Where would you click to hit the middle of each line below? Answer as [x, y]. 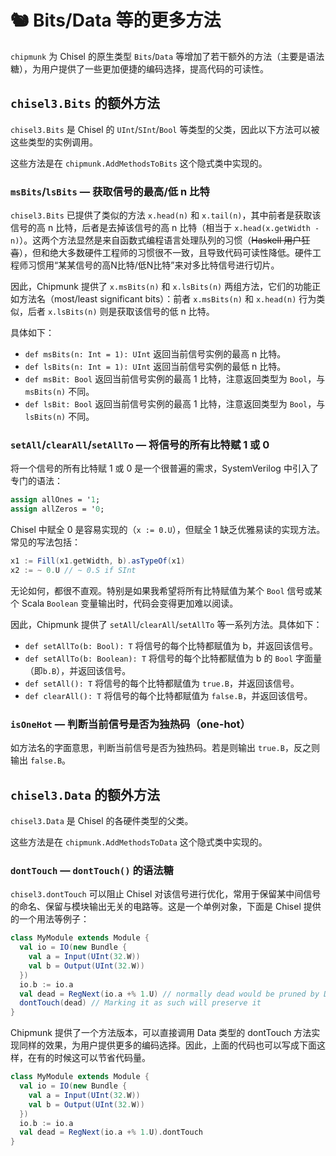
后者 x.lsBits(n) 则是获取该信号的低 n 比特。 [121, 312]
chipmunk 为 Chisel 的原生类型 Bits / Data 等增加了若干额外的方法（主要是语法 [167, 56]
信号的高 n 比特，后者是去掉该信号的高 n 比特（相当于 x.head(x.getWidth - [165, 228]
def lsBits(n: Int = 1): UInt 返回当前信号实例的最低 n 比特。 [155, 367]
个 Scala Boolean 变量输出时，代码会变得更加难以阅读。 [124, 603]
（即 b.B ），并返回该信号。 [78, 670]
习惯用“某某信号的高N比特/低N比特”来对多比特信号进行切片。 [153, 265]
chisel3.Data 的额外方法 [85, 794]
